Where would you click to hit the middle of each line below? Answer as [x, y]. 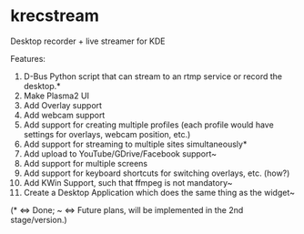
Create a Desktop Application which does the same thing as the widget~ [159, 192]
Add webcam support [64, 115]
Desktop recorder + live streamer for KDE [88, 41]
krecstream [55, 16]
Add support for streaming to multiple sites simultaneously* [135, 144]
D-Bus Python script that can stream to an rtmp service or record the [153, 76]
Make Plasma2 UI [56, 96]
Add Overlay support [63, 105]
